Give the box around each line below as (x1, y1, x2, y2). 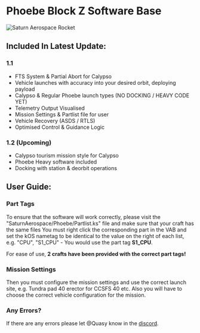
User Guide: (6, 182, 52, 192)
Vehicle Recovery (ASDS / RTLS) (14, 117, 96, 124)
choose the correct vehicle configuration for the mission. (6, 291, 146, 298)
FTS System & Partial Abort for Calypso (14, 73, 112, 80)
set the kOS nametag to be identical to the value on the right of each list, (6, 232, 184, 239)
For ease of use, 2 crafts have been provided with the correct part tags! (6, 250, 186, 257)
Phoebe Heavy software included (14, 158, 97, 165)
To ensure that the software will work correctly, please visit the (6, 213, 161, 220)
